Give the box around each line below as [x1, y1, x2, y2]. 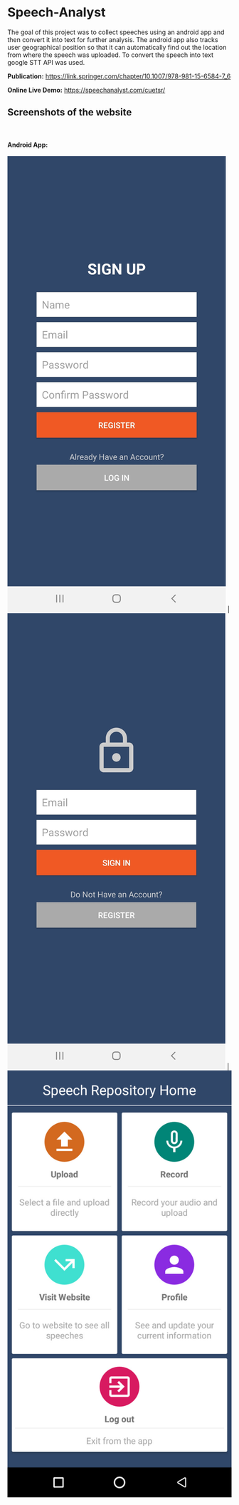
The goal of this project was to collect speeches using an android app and [7, 28, 225, 36]
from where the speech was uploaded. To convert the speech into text [7, 51, 214, 59]
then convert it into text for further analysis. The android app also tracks [7, 35, 218, 43]
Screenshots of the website [7, 106, 132, 118]
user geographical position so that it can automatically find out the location [7, 43, 227, 51]
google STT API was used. [7, 58, 85, 66]
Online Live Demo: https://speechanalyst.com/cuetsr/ [7, 85, 166, 94]
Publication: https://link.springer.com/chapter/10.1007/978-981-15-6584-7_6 [7, 72, 231, 80]
